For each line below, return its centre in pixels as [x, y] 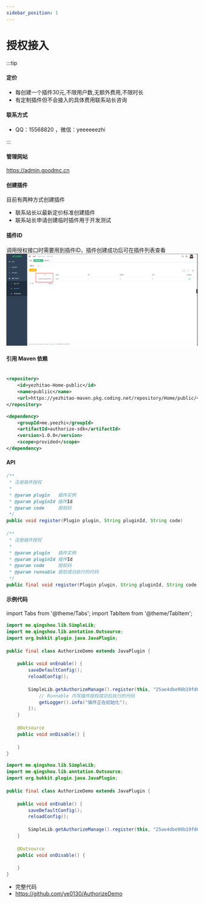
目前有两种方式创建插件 [36, 200]
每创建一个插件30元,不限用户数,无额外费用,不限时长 [79, 92]
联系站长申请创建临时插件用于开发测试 [63, 220]
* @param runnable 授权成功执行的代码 [54, 572]
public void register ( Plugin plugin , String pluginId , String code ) [95, 521]
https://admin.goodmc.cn [38, 170]
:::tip [12, 63]
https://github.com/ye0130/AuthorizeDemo [69, 894]
